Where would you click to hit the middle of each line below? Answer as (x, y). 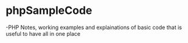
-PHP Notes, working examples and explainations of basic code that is (94, 27)
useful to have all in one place (43, 33)
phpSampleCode (49, 11)
